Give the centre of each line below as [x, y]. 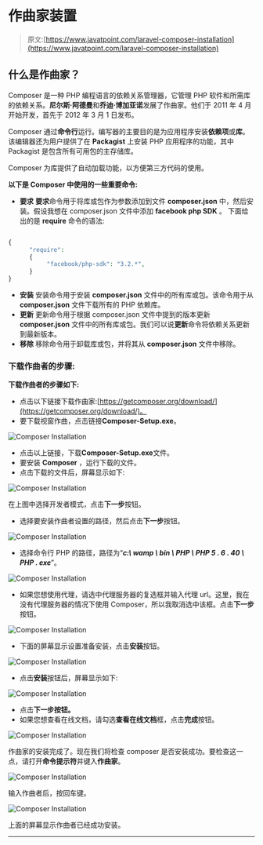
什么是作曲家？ [44, 75]
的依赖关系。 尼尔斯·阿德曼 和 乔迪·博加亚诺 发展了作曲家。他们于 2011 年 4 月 [130, 105]
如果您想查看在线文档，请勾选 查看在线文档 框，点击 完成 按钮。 [119, 719]
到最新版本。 [40, 334]
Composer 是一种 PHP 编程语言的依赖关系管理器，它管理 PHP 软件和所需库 [129, 95]
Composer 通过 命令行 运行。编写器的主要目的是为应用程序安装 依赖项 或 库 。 [129, 131]
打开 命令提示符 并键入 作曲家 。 [77, 761]
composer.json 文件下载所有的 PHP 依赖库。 [92, 304]
